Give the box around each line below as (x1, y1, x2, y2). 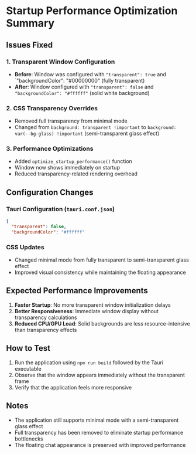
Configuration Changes (6, 187, 94, 197)
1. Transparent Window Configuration (6, 57, 115, 66)
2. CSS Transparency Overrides (6, 104, 98, 112)
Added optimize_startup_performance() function (14, 158, 133, 165)
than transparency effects (14, 326, 77, 333)
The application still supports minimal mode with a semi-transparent (14, 416, 179, 423)
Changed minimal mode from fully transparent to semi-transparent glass (14, 256, 189, 263)
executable (14, 365, 42, 372)
